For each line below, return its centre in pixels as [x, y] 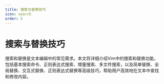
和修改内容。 [18, 77]
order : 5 [14, 18]
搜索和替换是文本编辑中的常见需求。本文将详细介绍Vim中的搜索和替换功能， [82, 58]
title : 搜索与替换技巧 [26, 9]
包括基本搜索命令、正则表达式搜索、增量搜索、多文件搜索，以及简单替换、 [80, 65]
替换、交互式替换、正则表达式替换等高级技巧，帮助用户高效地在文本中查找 [84, 70]
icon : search [18, 14]
